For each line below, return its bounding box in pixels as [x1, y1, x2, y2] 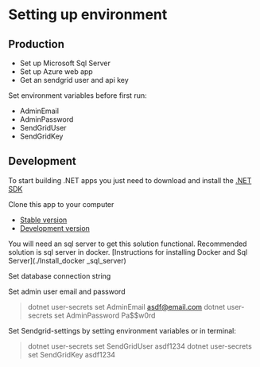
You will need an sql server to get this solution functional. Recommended [8, 239, 247, 248]
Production [8, 37, 65, 51]
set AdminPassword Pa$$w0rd [54, 310, 156, 320]
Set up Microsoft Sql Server [19, 58, 111, 68]
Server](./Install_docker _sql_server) [8, 256, 127, 265]
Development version [19, 223, 90, 232]
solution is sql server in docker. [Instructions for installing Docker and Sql [8, 247, 248, 256]
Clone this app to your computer [8, 199, 114, 209]
